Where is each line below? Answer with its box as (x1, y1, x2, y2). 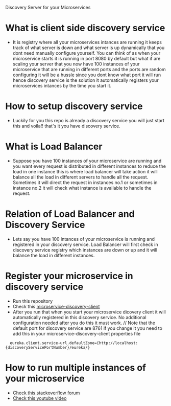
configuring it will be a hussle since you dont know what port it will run (12, 72, 161, 78)
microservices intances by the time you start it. (12, 82, 112, 88)
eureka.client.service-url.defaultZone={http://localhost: (10, 340, 138, 346)
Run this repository (12, 298, 53, 304)
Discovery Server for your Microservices (5, 5, 91, 10)
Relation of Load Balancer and (5, 208, 135, 219)
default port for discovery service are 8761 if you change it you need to (12, 325, 162, 331)
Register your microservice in (5, 270, 134, 282)
